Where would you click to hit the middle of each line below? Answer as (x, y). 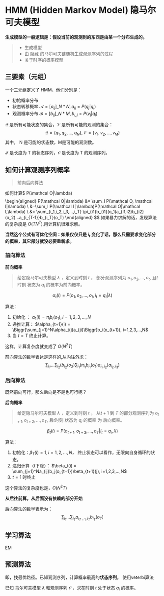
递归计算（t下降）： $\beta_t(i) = (44, 466)
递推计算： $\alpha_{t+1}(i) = (41, 324)
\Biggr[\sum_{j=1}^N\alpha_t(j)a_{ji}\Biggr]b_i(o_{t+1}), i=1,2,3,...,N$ (80, 330)
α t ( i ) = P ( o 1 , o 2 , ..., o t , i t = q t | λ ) (82, 296)
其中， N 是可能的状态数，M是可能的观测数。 (51, 142)
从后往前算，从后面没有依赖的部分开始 (44, 498)
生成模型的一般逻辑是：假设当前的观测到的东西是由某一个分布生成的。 (76, 37)
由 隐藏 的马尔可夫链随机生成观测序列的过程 (69, 54)
